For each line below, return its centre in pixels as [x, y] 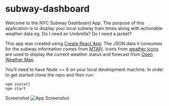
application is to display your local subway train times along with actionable [84, 28]
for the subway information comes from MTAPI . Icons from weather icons [82, 49]
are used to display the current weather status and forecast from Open [79, 54]
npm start [16, 89]
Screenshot [17, 98]
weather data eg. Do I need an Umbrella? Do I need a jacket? [69, 33]
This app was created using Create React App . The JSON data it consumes [84, 43]
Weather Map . [20, 59]
